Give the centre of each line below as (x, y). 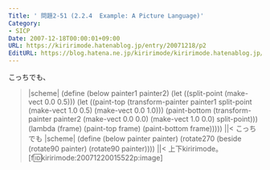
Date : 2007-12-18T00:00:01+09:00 (64, 38)
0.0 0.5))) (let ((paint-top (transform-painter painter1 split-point (148, 102)
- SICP (19, 31)
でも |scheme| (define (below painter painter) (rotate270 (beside (135, 139)
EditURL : (23, 53)
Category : (25, 23)
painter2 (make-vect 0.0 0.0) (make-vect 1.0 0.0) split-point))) (156, 119)
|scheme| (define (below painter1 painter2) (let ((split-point (125, 93)
